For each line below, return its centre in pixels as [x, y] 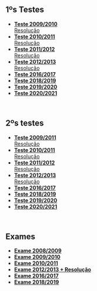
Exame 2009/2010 [37, 257]
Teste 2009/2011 [35, 137]
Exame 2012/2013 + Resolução [53, 270]
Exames [21, 237]
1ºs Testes [25, 10]
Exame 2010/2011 [36, 263]
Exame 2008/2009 [38, 251]
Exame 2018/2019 [36, 282]
